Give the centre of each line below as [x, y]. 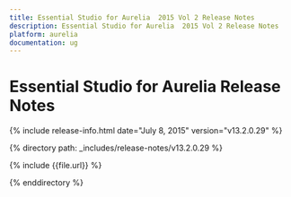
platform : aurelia [44, 34]
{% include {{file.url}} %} [56, 166]
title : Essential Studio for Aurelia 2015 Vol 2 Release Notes [132, 17]
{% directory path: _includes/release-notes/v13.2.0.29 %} [116, 148]
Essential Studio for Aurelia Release [145, 87]
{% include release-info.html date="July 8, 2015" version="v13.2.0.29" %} [146, 131]
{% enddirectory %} [46, 183]
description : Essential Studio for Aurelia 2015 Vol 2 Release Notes [144, 26]
